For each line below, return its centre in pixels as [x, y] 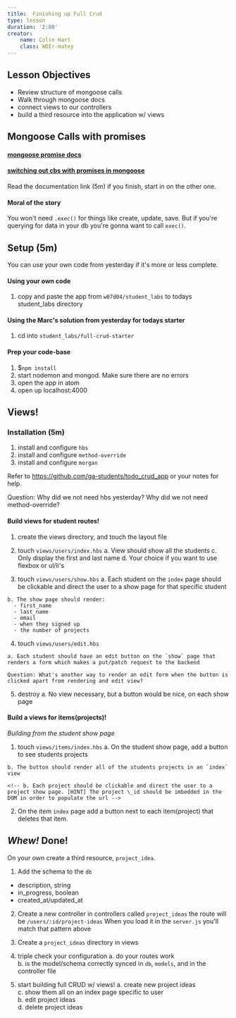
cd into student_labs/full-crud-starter [76, 336]
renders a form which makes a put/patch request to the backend [104, 662]
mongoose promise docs [44, 154]
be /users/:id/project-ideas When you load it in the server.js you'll [118, 921]
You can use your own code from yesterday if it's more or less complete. [113, 265]
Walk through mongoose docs [61, 99]
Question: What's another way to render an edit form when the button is [118, 675]
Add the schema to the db [55, 871]
